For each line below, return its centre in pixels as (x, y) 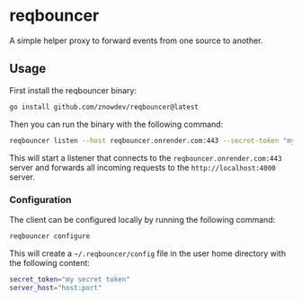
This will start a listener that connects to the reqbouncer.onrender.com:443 (146, 157)
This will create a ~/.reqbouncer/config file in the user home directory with (147, 253)
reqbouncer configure (50, 236)
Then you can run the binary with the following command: (116, 124)
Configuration (40, 200)
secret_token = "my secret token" (70, 279)
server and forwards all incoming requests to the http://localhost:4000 (142, 167)
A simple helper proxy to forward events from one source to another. (136, 40)
